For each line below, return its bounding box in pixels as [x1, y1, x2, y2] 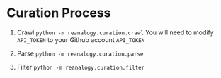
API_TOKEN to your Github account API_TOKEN [16, 35, 145, 44]
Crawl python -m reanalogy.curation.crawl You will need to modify [16, 28, 214, 37]
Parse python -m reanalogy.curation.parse [16, 49, 144, 58]
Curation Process [6, 5, 111, 21]
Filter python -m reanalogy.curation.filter [16, 63, 145, 71]
